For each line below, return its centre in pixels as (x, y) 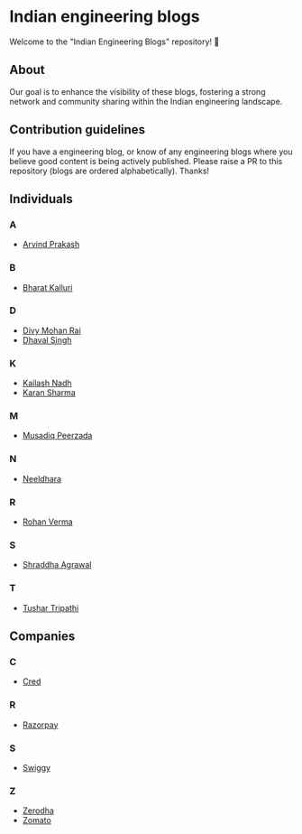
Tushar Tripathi (50, 607)
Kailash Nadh (47, 383)
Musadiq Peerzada (57, 436)
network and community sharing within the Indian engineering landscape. (146, 101)
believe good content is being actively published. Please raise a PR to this (146, 161)
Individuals (41, 199)
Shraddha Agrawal (57, 565)
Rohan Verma (48, 522)
